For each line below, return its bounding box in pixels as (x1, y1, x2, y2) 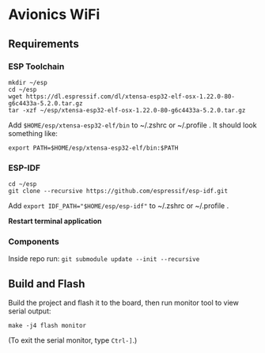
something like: (8, 128, 58, 138)
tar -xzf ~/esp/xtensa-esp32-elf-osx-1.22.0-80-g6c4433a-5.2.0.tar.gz (8, 106, 246, 114)
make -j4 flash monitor (8, 322, 87, 330)
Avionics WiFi (8, 6, 100, 24)
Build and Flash (8, 277, 85, 290)
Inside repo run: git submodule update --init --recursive (8, 254, 200, 264)
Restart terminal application (8, 216, 102, 226)
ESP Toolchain (8, 61, 65, 72)
